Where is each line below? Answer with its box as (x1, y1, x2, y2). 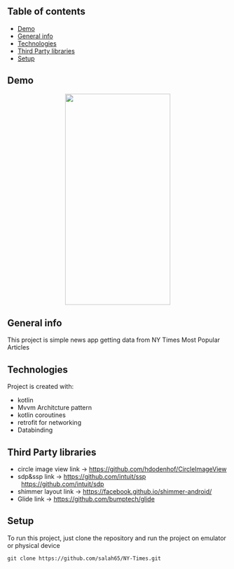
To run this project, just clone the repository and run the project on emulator (7, 534, 226, 542)
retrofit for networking (17, 418, 82, 427)
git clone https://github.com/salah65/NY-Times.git (7, 555, 161, 562)
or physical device (7, 541, 61, 549)
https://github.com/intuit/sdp (20, 480, 104, 488)
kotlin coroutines (17, 411, 67, 419)
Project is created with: (7, 383, 74, 391)
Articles (7, 343, 30, 352)
